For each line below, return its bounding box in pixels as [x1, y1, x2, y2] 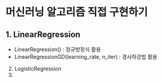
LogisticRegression [14, 65, 62, 72]
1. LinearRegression [5, 29, 81, 39]
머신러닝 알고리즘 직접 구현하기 [5, 5, 148, 19]
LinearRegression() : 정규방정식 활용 [14, 46, 101, 53]
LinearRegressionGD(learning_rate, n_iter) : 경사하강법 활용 [14, 53, 158, 60]
